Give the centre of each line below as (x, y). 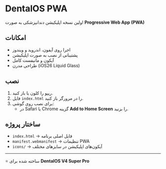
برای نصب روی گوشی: (33, 103)
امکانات (16, 38)
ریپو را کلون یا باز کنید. (33, 93)
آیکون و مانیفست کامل (33, 60)
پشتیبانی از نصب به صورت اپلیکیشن (45, 55)
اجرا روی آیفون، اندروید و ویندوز (41, 49)
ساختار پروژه (23, 124)
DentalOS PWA (36, 9)
